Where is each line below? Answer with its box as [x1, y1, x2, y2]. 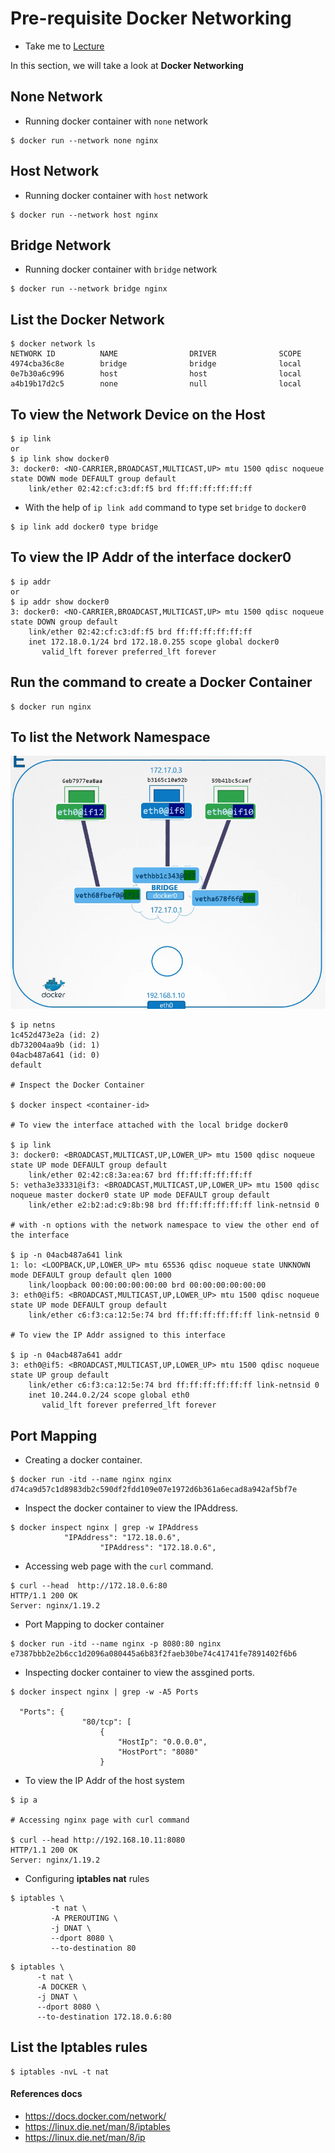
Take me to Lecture [24, 40, 105, 52]
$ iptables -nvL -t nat [10, 2067, 110, 2077]
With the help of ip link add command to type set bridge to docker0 [24, 502, 307, 513]
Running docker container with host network [24, 189, 208, 201]
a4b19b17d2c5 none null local [10, 379, 302, 389]
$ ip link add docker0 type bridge [10, 522, 159, 532]
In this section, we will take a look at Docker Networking [10, 59, 244, 71]
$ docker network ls [10, 339, 97, 349]
